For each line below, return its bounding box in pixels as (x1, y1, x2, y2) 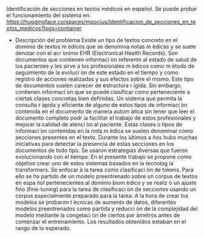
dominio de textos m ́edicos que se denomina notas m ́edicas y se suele (15, 43, 196, 50)
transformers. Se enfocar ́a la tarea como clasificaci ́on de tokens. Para (15, 166, 194, 173)
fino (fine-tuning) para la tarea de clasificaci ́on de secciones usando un (15, 186, 197, 193)
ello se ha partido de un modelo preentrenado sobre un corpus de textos (15, 173, 198, 179)
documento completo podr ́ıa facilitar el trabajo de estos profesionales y (15, 114, 196, 121)
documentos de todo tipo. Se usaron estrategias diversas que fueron (15, 146, 188, 154)
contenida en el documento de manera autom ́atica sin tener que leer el (15, 108, 195, 115)
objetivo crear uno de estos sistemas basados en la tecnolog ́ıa (15, 160, 174, 167)
